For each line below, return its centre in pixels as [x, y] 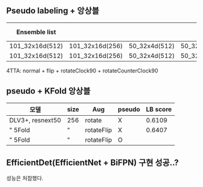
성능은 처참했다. [25, 178]
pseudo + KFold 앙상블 [48, 91]
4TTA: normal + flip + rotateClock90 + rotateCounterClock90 [82, 71]
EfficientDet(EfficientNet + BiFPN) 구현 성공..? [93, 163]
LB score [159, 109]
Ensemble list [36, 32]
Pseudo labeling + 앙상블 [53, 11]
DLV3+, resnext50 [35, 120]
